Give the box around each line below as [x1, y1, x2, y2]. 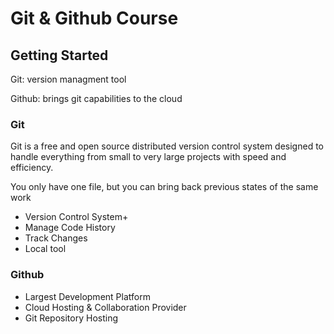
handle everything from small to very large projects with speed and [10, 151, 287, 163]
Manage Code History [24, 222, 116, 234]
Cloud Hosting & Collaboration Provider [24, 301, 187, 313]
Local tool [24, 243, 67, 255]
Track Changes [24, 232, 88, 244]
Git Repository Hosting [24, 312, 119, 324]
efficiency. [10, 162, 54, 174]
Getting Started [10, 47, 109, 64]
